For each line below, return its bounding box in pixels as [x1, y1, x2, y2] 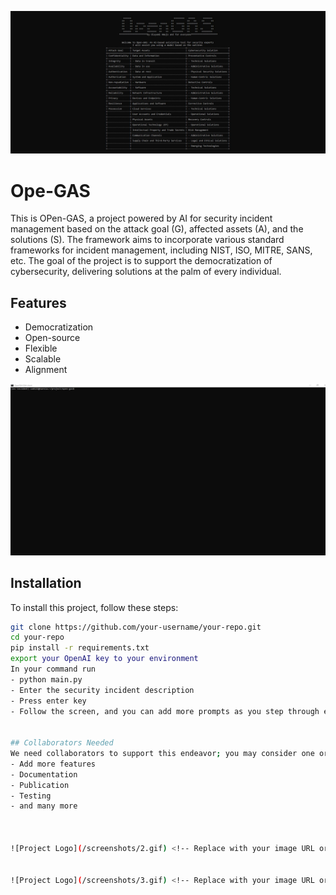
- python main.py [10, 674, 83, 685]
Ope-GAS [10, 179, 91, 202]
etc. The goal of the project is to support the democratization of [10, 255, 273, 267]
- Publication [10, 780, 70, 790]
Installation [10, 575, 82, 592]
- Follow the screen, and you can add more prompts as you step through [10, 706, 320, 716]
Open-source [24, 332, 81, 344]
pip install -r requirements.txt [10, 643, 150, 653]
